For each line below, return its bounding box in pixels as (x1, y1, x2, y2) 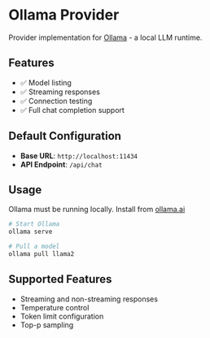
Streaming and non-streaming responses (20, 294, 159, 304)
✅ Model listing (20, 77, 72, 87)
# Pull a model (8, 242, 60, 251)
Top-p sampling (20, 319, 74, 330)
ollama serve (8, 227, 53, 236)
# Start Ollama (8, 220, 60, 228)
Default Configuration (8, 129, 122, 143)
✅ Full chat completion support (20, 105, 125, 115)
